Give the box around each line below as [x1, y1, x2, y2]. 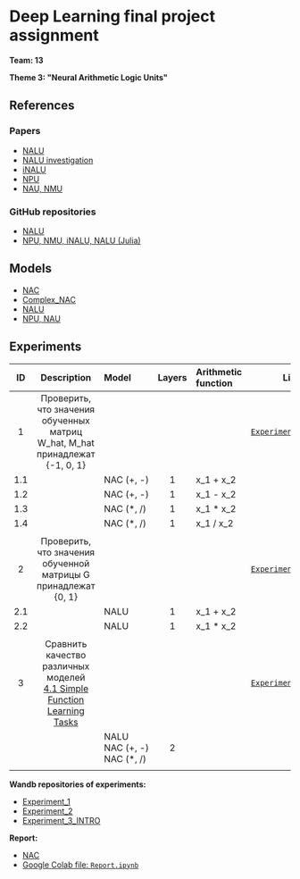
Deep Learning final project [9, 6, 216, 27]
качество [46, 649, 87, 661]
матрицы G [41, 568, 91, 581]
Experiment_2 [21, 806, 73, 816]
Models [9, 261, 52, 276]
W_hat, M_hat [37, 436, 96, 448]
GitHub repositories [9, 205, 96, 218]
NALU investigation [21, 155, 94, 165]
